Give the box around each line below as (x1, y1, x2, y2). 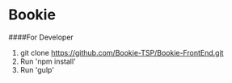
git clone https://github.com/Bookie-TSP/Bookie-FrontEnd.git (19, 48, 224, 57)
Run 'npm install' (19, 56, 77, 66)
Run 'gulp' (19, 64, 55, 74)
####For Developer (8, 32, 74, 42)
